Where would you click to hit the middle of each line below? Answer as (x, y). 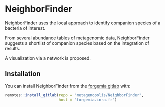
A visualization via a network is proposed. (48, 58)
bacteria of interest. (25, 28)
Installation (23, 74)
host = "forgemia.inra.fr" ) (88, 100)
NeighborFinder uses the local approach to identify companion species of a (83, 23)
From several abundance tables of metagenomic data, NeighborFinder (77, 38)
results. (13, 48)
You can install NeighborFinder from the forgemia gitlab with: (68, 86)
